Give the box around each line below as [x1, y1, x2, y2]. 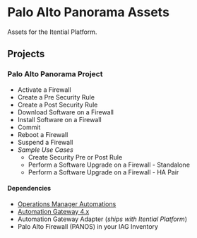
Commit [17, 123, 41, 131]
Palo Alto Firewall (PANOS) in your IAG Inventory [17, 222, 159, 230]
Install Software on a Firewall [17, 115, 102, 124]
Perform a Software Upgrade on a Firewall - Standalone [28, 160, 191, 169]
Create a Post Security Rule [17, 100, 98, 109]
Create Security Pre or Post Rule [28, 153, 123, 161]
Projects [7, 48, 45, 60]
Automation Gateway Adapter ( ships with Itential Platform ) [17, 215, 187, 223]
